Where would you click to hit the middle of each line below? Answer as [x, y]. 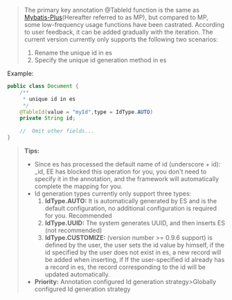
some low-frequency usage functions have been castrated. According [124, 25]
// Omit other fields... [57, 131]
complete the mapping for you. [79, 186]
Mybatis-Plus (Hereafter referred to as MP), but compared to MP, [116, 17]
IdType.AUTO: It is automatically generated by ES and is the [131, 200]
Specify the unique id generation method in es [100, 60]
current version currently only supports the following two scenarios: [121, 39]
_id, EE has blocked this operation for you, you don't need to [121, 171]
